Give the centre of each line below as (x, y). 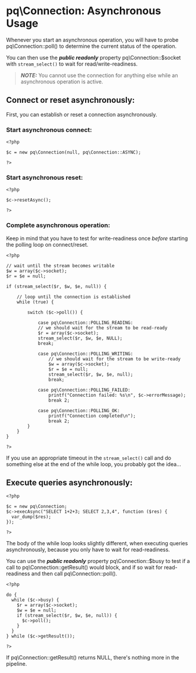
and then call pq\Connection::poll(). (74, 574)
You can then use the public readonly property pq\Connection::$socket (94, 57)
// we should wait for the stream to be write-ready (115, 359)
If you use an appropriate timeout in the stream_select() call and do (89, 458)
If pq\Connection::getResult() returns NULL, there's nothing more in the (93, 658)
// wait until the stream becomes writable (61, 266)
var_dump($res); (31, 517)
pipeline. (17, 664)
